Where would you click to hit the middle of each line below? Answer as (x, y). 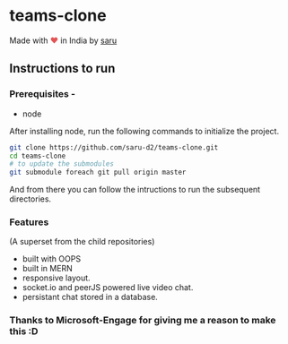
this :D (24, 331)
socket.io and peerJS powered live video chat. (108, 288)
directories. (31, 199)
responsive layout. (57, 278)
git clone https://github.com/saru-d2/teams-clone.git (114, 147)
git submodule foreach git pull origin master (98, 172)
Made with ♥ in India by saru (63, 40)
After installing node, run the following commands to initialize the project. (144, 131)
